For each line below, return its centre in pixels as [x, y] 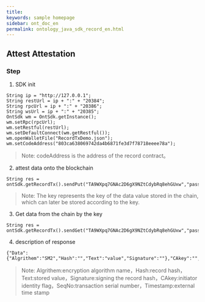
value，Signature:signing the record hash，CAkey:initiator [124, 278]
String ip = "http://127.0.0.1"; [49, 95]
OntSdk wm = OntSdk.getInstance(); [52, 117]
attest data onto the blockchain [54, 168]
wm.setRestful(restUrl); [38, 128]
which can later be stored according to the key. [81, 202]
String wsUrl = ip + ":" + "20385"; [53, 111]
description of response [45, 242]
